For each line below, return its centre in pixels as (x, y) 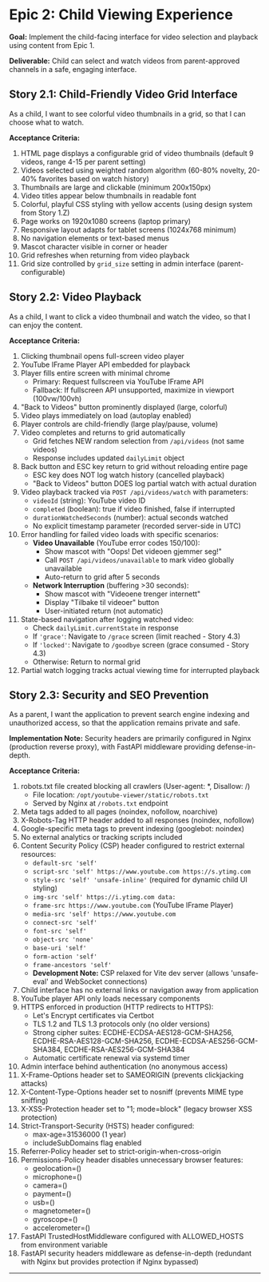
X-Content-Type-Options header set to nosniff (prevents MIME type (132, 1092)
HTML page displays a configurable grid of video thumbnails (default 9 (137, 153)
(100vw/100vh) (57, 398)
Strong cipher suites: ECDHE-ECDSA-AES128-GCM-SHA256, (133, 1033)
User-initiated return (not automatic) (104, 611)
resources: (38, 854)
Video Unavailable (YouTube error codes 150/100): (116, 543)
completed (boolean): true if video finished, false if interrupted (134, 508)
